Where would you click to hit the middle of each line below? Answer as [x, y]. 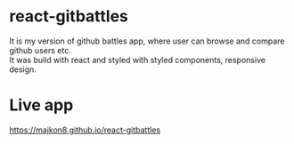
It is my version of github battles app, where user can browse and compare [147, 41]
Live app [41, 105]
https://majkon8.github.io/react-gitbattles [85, 130]
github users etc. [40, 50]
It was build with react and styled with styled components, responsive [137, 60]
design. [23, 69]
